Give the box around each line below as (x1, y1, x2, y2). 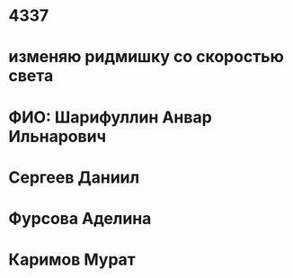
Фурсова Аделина (8, 208, 152, 229)
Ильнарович (8, 126, 107, 147)
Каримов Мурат (8, 249, 136, 270)
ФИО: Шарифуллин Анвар (8, 107, 212, 127)
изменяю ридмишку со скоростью (8, 47, 284, 67)
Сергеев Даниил (8, 167, 140, 187)
